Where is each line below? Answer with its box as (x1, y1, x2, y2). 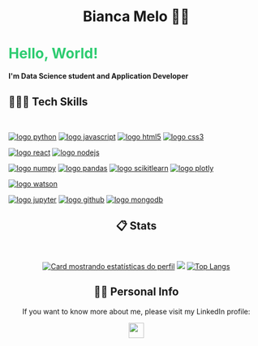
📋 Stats (115, 219, 157, 233)
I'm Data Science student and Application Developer (8, 71, 189, 81)
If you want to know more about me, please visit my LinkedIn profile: (22, 306, 251, 316)
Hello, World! (8, 45, 99, 63)
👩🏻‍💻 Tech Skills (8, 95, 88, 109)
